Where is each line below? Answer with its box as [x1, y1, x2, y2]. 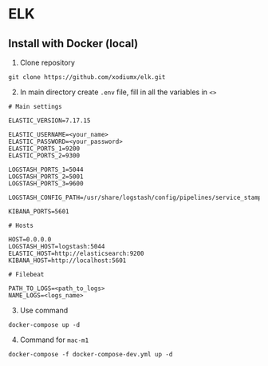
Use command [19, 305, 69, 315]
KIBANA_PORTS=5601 [8, 208, 69, 216]
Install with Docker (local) [8, 37, 139, 50]
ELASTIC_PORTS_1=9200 [8, 145, 81, 153]
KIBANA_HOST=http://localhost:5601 [8, 257, 127, 265]
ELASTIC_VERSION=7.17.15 [8, 117, 91, 125]
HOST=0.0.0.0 [8, 236, 52, 244]
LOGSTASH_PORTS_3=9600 [8, 180, 84, 188]
